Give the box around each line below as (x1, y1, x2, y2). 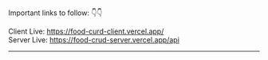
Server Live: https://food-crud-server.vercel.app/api (8, 35, 179, 44)
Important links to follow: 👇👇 (8, 8, 103, 18)
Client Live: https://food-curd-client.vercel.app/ (8, 26, 164, 36)
